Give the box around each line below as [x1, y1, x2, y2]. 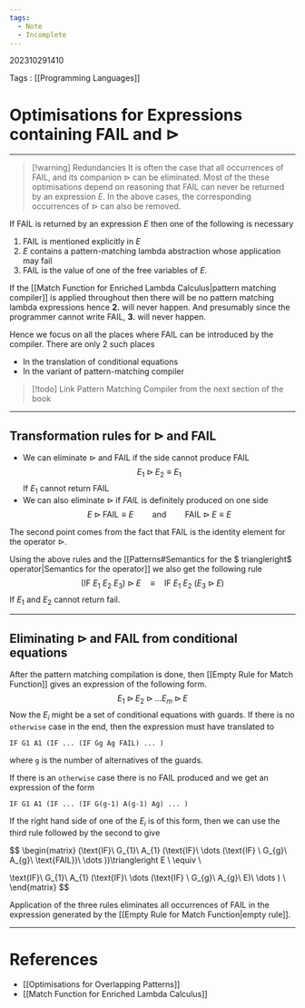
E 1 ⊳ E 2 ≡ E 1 [136, 467, 182, 479]
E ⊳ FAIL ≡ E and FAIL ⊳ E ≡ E [87, 509, 231, 519]
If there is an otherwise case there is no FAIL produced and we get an [9, 772, 270, 783]
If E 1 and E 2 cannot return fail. [9, 594, 121, 607]
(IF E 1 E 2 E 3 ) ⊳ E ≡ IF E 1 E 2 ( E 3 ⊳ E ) [80, 578, 225, 590]
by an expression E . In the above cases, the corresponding [31, 192, 251, 203]
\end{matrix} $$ [9, 882, 70, 893]
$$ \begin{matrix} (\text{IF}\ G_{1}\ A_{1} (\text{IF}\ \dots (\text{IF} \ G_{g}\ [9, 845, 288, 855]
